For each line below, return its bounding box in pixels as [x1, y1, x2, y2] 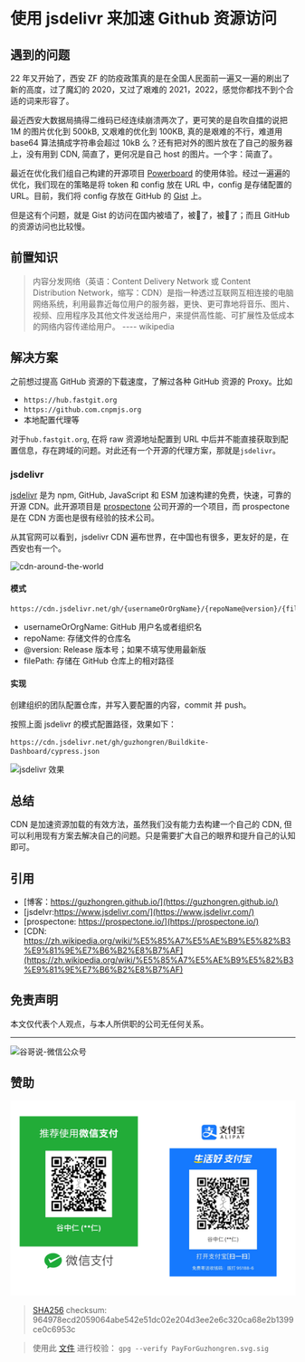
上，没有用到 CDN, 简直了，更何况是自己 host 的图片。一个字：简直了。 [10, 148, 278, 159]
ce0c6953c [32, 1324, 76, 1335]
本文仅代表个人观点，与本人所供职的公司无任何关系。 [10, 1018, 209, 1029]
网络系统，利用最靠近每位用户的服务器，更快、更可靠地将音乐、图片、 [32, 298, 295, 309]
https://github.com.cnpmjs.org [23, 405, 142, 414]
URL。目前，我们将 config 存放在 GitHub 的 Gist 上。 [10, 191, 207, 201]
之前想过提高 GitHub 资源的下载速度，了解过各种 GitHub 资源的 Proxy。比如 [10, 376, 293, 386]
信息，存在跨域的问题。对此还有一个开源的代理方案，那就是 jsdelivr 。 [17, 444, 281, 455]
